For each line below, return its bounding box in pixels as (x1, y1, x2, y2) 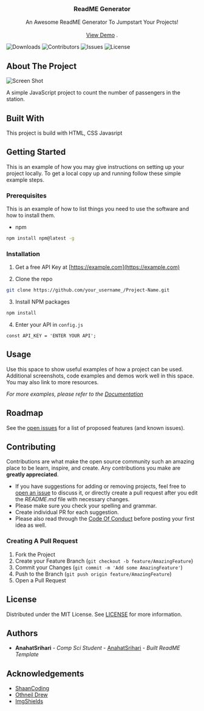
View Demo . (86, 32, 118, 39)
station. (6, 96, 25, 103)
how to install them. (6, 212, 56, 219)
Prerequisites (6, 191, 47, 199)
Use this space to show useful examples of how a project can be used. (6, 365, 183, 373)
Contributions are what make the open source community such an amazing (6, 458, 194, 465)
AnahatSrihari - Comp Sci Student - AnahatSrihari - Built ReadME (15, 645, 180, 652)
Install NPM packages (15, 298, 70, 305)
